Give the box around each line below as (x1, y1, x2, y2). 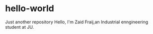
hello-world (5, 3, 55, 14)
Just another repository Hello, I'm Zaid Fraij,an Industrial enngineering (5, 19, 149, 25)
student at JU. (5, 24, 34, 30)
